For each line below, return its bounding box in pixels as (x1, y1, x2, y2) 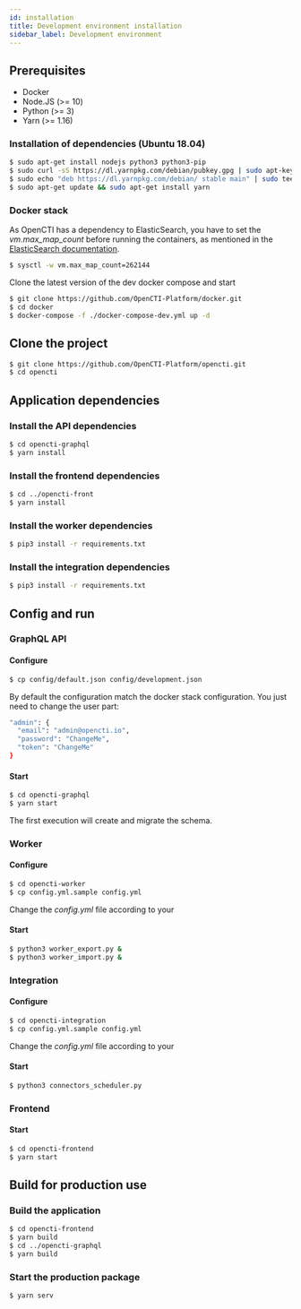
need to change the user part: (9, 701, 119, 711)
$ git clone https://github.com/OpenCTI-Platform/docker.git (9, 295, 243, 304)
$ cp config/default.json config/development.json (9, 675, 202, 684)
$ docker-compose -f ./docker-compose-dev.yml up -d (9, 311, 211, 320)
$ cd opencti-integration (9, 1016, 106, 1025)
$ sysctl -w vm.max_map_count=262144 (9, 261, 150, 270)
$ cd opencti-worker (9, 880, 87, 889)
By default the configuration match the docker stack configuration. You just (9, 691, 288, 702)
